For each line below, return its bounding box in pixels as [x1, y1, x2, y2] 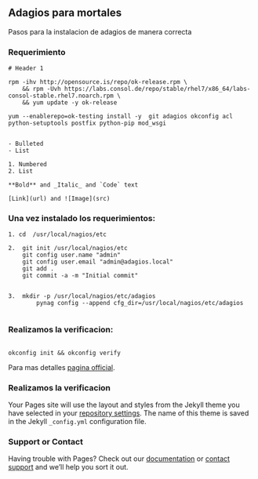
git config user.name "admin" [22, 251, 122, 259]
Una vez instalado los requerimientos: [8, 213, 155, 224]
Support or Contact [8, 436, 84, 447]
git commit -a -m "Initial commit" [22, 272, 139, 280]
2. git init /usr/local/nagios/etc [8, 245, 128, 252]
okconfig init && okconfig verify [8, 349, 122, 357]
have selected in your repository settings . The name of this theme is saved [8, 408, 249, 418]
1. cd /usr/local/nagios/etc [8, 230, 107, 238]
